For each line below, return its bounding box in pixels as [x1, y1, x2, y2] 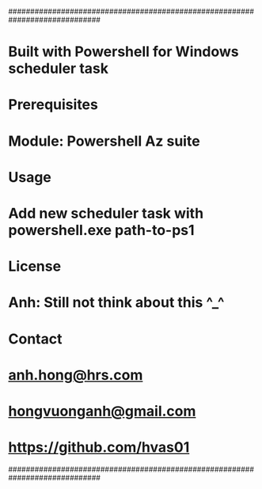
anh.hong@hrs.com [8, 366, 143, 384]
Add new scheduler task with [8, 204, 204, 222]
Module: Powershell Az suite [8, 132, 200, 150]
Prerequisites [8, 96, 99, 114]
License [8, 257, 62, 275]
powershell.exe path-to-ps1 [8, 221, 196, 239]
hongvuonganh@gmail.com [8, 402, 196, 420]
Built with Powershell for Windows [8, 43, 239, 61]
